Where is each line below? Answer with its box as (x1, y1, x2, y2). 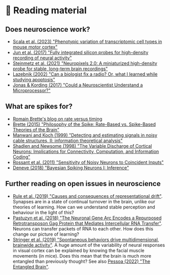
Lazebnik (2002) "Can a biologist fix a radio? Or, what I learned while (12, 71, 158, 77)
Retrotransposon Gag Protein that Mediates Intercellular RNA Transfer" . (12, 220, 162, 226)
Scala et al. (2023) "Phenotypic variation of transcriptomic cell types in (12, 38, 162, 44)
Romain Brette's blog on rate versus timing (12, 116, 103, 122)
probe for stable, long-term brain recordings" (12, 66, 108, 72)
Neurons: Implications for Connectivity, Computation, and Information (12, 148, 159, 154)
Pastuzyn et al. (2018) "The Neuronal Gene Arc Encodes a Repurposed (12, 215, 162, 221)
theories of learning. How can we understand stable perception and (12, 204, 155, 210)
